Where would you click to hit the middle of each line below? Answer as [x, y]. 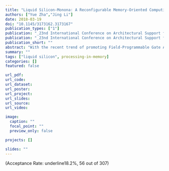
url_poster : [18, 89]
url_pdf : [14, 75]
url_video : [17, 108]
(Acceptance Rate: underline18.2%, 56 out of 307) [57, 163]
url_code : [16, 80]
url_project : [19, 94]
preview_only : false [31, 131]
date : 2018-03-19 [23, 19]
